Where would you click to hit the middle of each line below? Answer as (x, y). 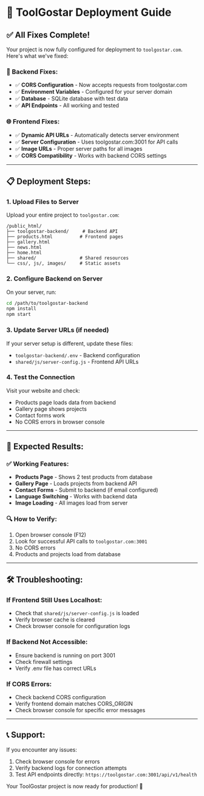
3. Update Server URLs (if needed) (58, 330)
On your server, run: (31, 292)
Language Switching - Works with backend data (76, 497)
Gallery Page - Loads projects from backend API (76, 484)
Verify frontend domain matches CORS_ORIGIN (74, 704)
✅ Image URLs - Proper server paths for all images (79, 148)
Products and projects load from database (68, 554)
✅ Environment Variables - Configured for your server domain (93, 92)
